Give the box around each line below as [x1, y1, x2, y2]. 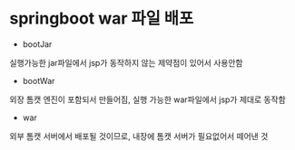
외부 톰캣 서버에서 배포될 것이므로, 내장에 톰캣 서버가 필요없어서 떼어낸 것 [9, 130, 269, 141]
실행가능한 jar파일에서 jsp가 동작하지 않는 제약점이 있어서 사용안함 [9, 57, 243, 68]
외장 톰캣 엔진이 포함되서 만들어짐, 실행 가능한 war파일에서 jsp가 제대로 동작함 [9, 94, 286, 105]
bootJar [22, 38, 53, 50]
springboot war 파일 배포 [9, 8, 194, 29]
